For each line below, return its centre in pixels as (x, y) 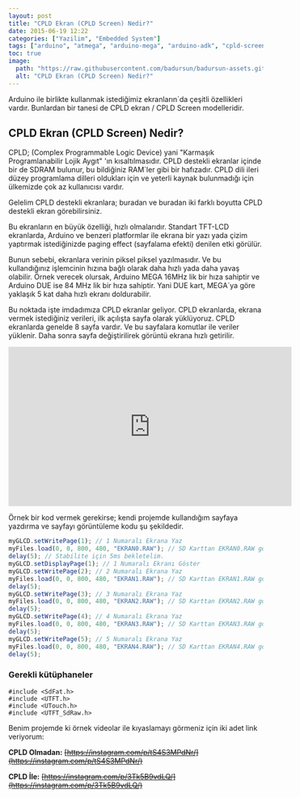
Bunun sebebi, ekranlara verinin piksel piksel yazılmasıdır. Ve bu (115, 260)
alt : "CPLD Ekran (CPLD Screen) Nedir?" (85, 76)
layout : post (30, 16)
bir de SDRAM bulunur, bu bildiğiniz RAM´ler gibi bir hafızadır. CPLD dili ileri (133, 170)
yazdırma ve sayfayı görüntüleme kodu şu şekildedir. (96, 526)
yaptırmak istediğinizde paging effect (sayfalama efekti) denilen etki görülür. (135, 244)
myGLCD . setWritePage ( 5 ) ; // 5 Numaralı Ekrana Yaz (95, 639)
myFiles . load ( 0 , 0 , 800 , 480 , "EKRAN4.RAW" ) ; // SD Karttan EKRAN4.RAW (132, 647)
